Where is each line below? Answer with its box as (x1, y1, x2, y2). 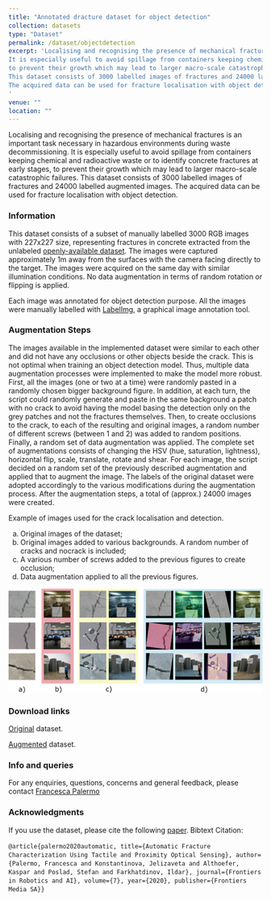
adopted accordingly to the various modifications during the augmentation (8, 480, 256, 490)
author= (236, 851, 262, 859)
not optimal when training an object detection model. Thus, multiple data (8, 360, 250, 369)
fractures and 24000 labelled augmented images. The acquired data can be (8, 182, 261, 192)
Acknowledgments (8, 806, 85, 818)
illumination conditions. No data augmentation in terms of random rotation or (8, 272, 263, 281)
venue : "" (8, 98, 42, 107)
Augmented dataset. (8, 739, 77, 749)
